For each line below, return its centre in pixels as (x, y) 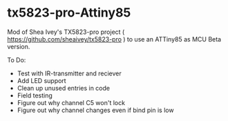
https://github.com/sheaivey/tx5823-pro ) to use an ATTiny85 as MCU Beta (114, 39)
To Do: (17, 59)
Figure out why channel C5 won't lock (71, 102)
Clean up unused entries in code (64, 88)
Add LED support (42, 80)
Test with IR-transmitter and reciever (69, 73)
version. (19, 46)
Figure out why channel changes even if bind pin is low (95, 110)
